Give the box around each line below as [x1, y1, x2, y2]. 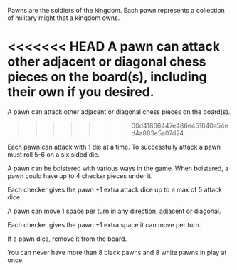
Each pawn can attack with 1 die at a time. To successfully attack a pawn [7, 142, 221, 151]
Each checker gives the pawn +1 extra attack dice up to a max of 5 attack [7, 185, 223, 194]
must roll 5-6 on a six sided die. [7, 150, 100, 159]
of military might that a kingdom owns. [7, 14, 120, 22]
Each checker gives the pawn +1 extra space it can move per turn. [7, 220, 201, 229]
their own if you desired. [7, 84, 154, 100]
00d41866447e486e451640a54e [131, 121, 229, 130]
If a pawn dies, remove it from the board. [7, 234, 127, 243]
